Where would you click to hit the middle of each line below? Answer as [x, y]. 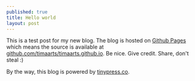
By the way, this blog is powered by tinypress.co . [68, 72]
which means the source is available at [55, 47]
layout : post [23, 23]
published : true [27, 12]
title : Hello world [31, 18]
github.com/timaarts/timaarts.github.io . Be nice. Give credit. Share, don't [98, 54]
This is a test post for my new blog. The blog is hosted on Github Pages [96, 41]
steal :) [15, 60]
